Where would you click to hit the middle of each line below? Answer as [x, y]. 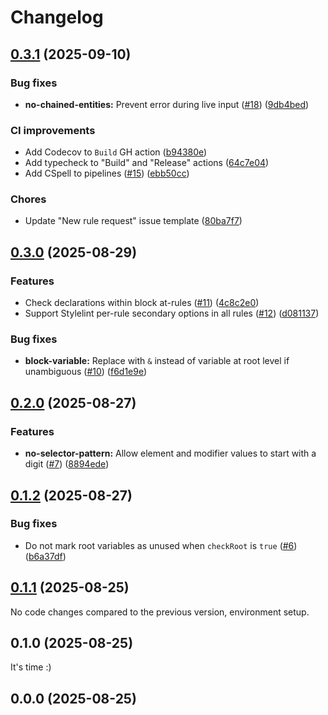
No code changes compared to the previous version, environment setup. [160, 612]
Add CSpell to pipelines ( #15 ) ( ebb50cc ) [107, 173]
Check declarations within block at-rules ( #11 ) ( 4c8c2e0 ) [142, 303]
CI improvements [53, 130]
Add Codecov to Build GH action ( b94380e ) [116, 152]
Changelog [57, 17]
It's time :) [31, 667]
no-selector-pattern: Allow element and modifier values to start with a [170, 453]
